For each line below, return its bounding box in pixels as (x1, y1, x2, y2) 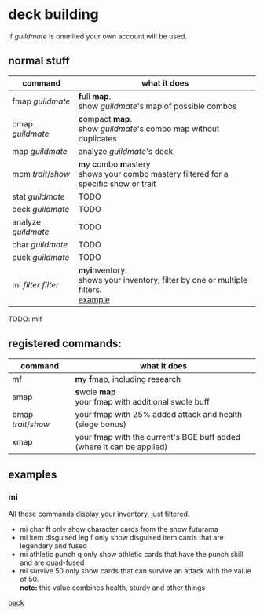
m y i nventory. (78, 265, 127, 276)
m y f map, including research (75, 373, 181, 384)
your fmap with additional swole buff (75, 396, 210, 407)
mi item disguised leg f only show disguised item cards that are (19, 533, 224, 543)
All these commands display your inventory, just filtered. (8, 509, 190, 519)
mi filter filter (12, 279, 60, 290)
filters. (78, 284, 102, 295)
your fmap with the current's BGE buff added (75, 431, 241, 442)
